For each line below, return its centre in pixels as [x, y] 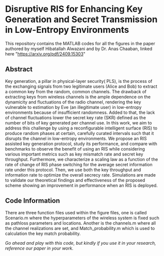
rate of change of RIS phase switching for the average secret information [79, 164]
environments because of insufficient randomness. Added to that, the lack [80, 112]
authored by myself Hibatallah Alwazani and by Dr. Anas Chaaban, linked [79, 49]
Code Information [33, 201]
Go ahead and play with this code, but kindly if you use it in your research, [81, 243]
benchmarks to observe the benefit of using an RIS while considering [75, 149]
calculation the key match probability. [43, 233]
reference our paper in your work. [39, 248]
